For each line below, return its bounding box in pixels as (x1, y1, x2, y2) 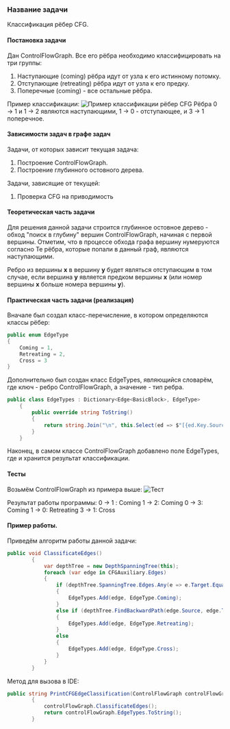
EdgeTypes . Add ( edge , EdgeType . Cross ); (68, 645, 179, 652)
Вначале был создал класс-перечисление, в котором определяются (7, 311, 209, 319)
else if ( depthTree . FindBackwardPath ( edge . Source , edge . (55, 607, 222, 614)
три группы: (7, 58, 42, 66)
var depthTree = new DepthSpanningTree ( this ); (43, 563, 179, 569)
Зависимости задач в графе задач (7, 130, 111, 138)
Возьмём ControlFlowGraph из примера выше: (7, 485, 142, 493)
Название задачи (7, 5, 68, 14)
